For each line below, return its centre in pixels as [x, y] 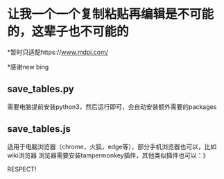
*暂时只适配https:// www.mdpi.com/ [58, 52]
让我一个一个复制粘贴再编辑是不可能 [111, 14]
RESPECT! [22, 169]
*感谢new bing [28, 67]
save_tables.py [41, 89]
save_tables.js [39, 129]
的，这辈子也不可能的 [68, 32]
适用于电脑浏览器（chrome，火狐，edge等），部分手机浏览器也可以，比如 [112, 146]
